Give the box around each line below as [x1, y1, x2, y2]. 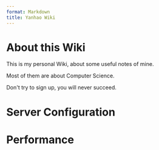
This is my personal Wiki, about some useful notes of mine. [6, 60, 154, 68]
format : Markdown [6, 8, 50, 15]
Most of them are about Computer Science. [6, 72, 115, 79]
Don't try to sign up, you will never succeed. [6, 84, 117, 91]
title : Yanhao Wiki [6, 15, 56, 21]
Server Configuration [6, 105, 115, 119]
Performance [6, 132, 75, 146]
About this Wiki [6, 41, 86, 54]
